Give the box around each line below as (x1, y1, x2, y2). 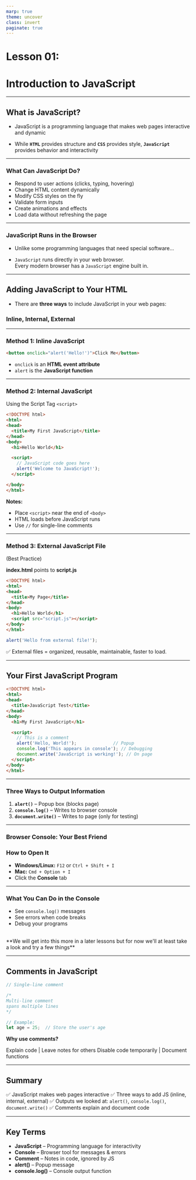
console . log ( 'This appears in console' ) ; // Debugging (16, 746, 153, 752)
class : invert (6, 19, 41, 25)
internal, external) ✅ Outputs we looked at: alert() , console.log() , (6, 1097, 166, 1104)
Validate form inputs (14, 199, 63, 206)
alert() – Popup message (14, 1161, 75, 1168)
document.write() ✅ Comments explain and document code (6, 1104, 150, 1111)
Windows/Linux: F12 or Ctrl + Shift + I (14, 862, 115, 869)
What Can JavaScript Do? (6, 167, 80, 175)
